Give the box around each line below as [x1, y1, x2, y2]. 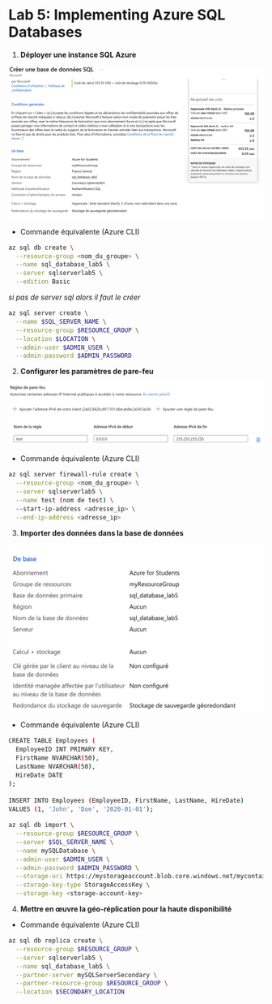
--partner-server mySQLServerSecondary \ [15, 971, 158, 979]
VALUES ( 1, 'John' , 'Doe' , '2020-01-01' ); [8, 805, 154, 813]
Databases [8, 23, 83, 41]
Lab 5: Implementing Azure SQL [8, 6, 226, 24]
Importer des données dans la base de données [19, 528, 184, 537]
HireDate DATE [15, 771, 63, 779]
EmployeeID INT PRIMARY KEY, [15, 745, 114, 754]
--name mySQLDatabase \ [15, 847, 96, 855]
